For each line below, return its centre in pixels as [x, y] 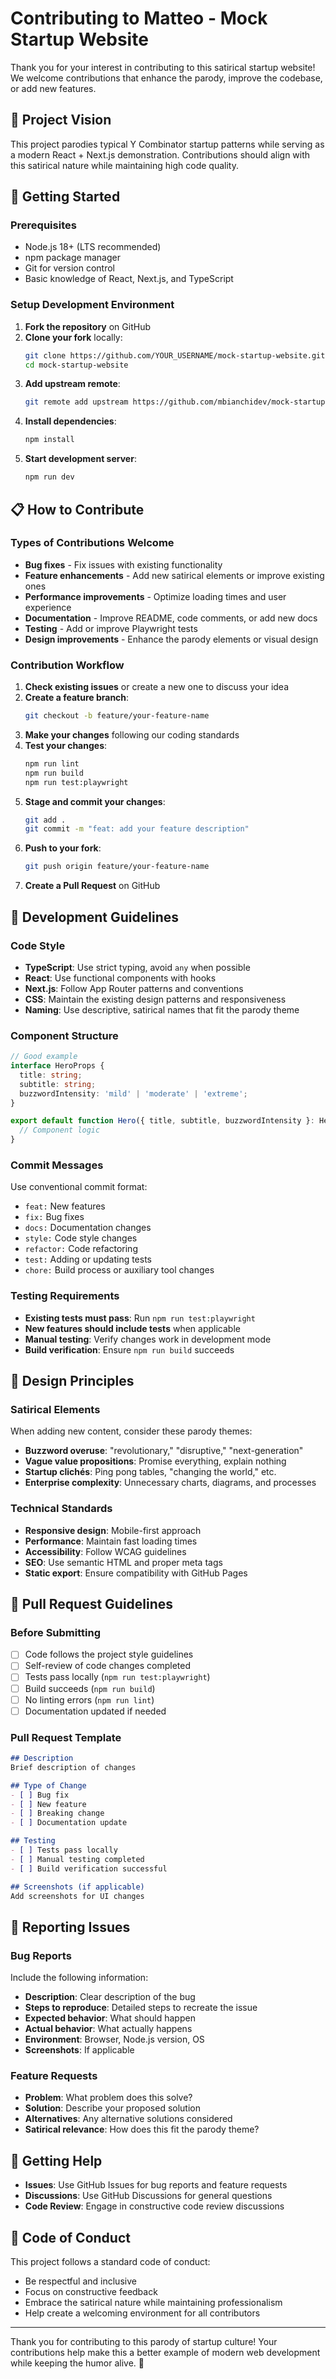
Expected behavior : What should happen [110, 2018]
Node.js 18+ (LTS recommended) [93, 247]
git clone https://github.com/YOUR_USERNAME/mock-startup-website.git [175, 355]
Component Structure [64, 1035]
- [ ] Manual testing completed [77, 1859]
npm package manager [72, 258]
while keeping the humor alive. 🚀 [77, 2363]
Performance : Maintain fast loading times [111, 1541]
